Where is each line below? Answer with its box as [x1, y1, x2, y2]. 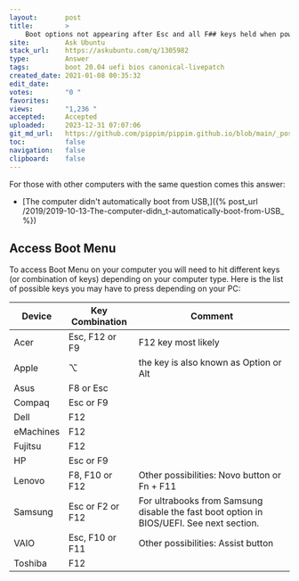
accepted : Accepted [9, 112, 98, 121]
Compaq [13, 396, 51, 409]
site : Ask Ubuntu [9, 37, 105, 47]
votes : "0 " [9, 87, 82, 96]
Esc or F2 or [68, 501, 120, 513]
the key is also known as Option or [138, 356, 282, 369]
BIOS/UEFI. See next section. [138, 517, 260, 529]
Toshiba [13, 557, 47, 569]
